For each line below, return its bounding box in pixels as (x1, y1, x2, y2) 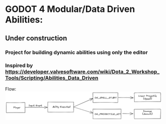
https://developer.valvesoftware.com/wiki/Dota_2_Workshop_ (5, 68, 160, 75)
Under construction (5, 34, 67, 42)
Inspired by (5, 62, 33, 69)
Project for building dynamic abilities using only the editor (5, 49, 148, 56)
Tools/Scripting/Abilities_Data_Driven (5, 75, 98, 82)
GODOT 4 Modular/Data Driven (5, 3, 135, 15)
